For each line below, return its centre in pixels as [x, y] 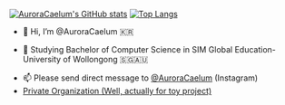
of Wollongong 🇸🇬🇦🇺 [106, 59]
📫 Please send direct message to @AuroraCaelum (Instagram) [140, 78]
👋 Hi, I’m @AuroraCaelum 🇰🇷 [78, 31]
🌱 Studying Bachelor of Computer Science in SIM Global [128, 49]
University [42, 59]
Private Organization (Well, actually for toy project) [117, 91]
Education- [256, 49]
